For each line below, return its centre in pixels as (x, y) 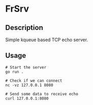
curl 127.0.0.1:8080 (27, 98)
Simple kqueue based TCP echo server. (46, 40)
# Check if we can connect (34, 81)
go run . (14, 72)
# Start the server (26, 67)
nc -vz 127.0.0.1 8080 (29, 85)
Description (24, 28)
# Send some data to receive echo (42, 94)
